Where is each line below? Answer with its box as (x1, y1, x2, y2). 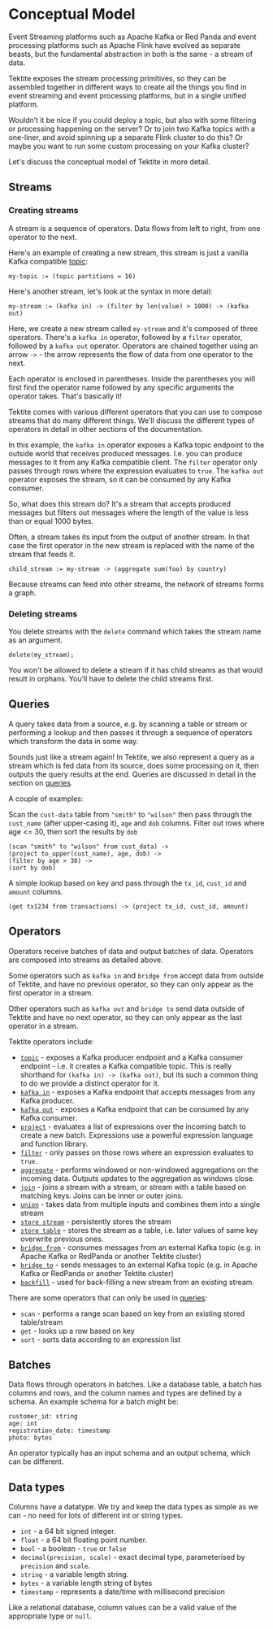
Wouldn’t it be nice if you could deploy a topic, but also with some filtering (8, 115, 257, 124)
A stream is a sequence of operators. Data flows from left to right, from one (8, 223, 261, 233)
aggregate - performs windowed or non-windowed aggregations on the (19, 1165, 258, 1174)
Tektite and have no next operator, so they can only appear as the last (8, 1012, 242, 1021)
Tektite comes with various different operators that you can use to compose (8, 407, 262, 416)
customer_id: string (8, 1413, 79, 1421)
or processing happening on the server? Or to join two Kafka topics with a (8, 124, 256, 133)
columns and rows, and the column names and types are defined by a (8, 1388, 242, 1398)
